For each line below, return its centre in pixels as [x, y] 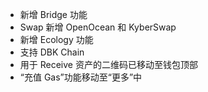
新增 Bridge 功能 [53, 14]
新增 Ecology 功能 [56, 39]
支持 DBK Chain [52, 52]
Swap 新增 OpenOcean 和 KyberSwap [98, 27]
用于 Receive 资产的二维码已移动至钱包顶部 [108, 64]
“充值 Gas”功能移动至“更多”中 [81, 77]
